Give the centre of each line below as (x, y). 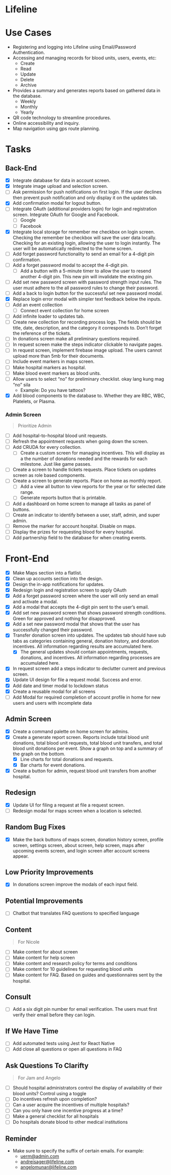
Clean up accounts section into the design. (58, 578)
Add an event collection (38, 305)
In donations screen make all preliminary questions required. (76, 339)
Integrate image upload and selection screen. (60, 186)
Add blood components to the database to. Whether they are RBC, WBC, (89, 396)
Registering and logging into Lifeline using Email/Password (74, 47)
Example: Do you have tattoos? (53, 390)
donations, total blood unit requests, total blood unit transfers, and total (87, 743)
